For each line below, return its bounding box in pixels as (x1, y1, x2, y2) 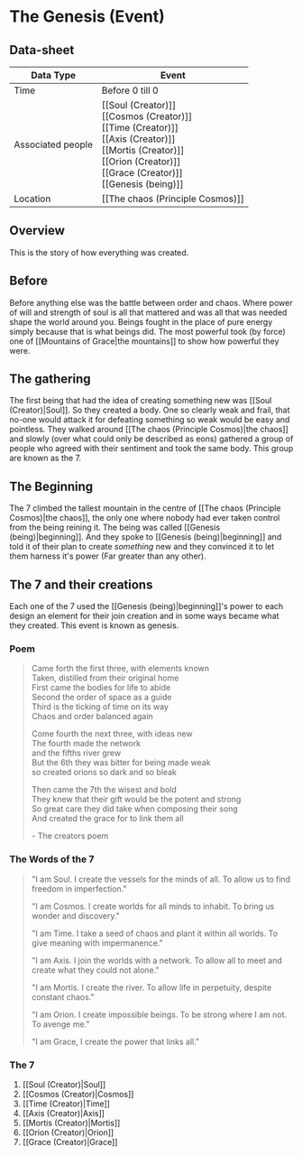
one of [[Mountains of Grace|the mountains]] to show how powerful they (9, 336, 279, 347)
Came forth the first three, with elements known (31, 663, 210, 674)
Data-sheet (9, 42, 75, 58)
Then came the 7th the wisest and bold (31, 784, 178, 795)
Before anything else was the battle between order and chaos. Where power (9, 297, 293, 308)
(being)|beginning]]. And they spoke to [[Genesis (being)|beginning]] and (9, 532, 282, 542)
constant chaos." (31, 991, 95, 1003)
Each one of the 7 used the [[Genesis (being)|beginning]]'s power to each (9, 601, 284, 612)
